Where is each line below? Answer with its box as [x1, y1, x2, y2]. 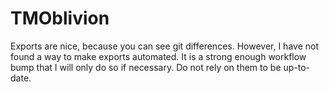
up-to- [283, 61, 311, 73]
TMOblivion [10, 7, 110, 30]
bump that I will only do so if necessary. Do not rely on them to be [10, 61, 282, 73]
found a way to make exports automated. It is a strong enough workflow [10, 50, 307, 62]
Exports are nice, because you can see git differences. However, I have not [10, 40, 319, 52]
